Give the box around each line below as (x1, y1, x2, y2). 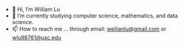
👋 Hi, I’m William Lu (11, 6, 61, 13)
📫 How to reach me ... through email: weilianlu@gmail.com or (11, 25, 166, 33)
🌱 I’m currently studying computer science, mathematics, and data (11, 12, 179, 19)
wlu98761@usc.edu (11, 34, 62, 41)
